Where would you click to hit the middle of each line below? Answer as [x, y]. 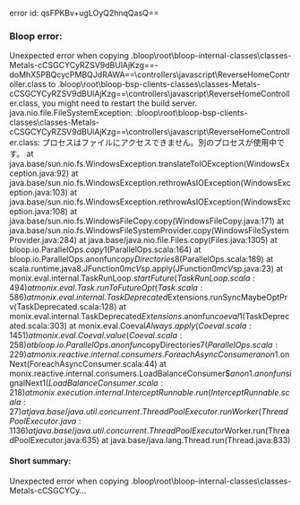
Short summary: [40, 460]
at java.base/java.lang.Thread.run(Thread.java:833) [196, 440]
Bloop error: [36, 36]
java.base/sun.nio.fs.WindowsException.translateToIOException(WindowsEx [150, 164]
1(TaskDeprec [264, 317]
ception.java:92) [39, 173]
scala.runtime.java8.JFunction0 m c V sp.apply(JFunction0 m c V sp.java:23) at [146, 269]
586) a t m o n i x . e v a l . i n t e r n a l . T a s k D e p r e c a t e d [89, 297]
